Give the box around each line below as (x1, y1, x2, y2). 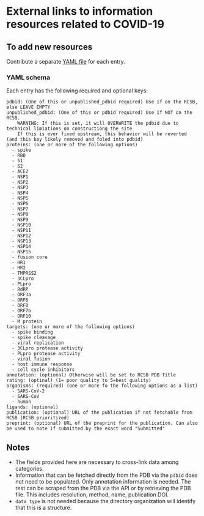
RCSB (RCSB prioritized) (6, 415, 70, 421)
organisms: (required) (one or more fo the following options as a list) (6, 383, 199, 389)
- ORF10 (12, 313, 32, 320)
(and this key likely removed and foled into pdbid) (6, 136, 144, 143)
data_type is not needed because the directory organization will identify (15, 498, 196, 505)
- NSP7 (12, 206, 29, 212)
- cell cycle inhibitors (12, 367, 75, 373)
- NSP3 (12, 185, 29, 191)
